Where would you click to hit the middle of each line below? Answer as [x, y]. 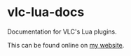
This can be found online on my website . [66, 45]
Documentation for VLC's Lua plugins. [62, 31]
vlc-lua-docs [46, 12]
